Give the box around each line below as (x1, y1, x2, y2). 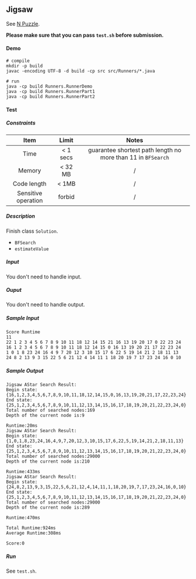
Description (6, 213, 36, 220)
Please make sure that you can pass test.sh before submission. (6, 32, 164, 39)
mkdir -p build (6, 63, 43, 69)
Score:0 (6, 540, 25, 546)
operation (16, 196, 43, 204)
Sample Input (6, 315, 40, 322)
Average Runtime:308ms (6, 530, 61, 536)
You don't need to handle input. (6, 273, 82, 280)
